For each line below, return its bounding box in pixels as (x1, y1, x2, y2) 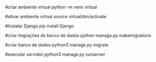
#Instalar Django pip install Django (5, 23, 74, 29)
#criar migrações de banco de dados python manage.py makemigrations (5, 33, 152, 38)
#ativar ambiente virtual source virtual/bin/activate (5, 14, 106, 19)
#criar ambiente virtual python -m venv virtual (5, 4, 97, 10)
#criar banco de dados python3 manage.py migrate (5, 42, 109, 48)
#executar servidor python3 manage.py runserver (5, 51, 106, 57)
